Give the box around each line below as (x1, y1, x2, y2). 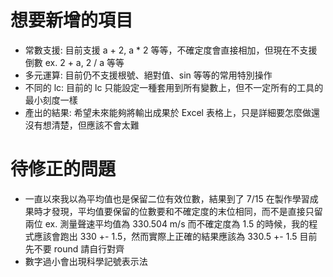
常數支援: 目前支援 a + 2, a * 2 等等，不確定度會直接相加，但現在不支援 (24, 44, 318, 56)
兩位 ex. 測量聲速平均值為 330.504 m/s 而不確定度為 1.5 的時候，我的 (24, 217, 310, 230)
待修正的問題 (10, 158, 117, 181)
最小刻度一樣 (24, 94, 78, 106)
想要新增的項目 (10, 9, 134, 32)
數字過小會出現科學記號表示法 (24, 255, 148, 267)
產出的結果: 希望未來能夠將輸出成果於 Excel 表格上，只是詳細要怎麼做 (24, 106, 312, 118)
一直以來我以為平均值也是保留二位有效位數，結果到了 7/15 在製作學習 (24, 192, 310, 205)
